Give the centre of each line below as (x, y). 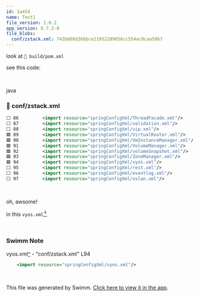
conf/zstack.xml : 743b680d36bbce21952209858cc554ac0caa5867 (87, 39)
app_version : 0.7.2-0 (33, 28)
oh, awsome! (22, 202)
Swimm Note (25, 241)
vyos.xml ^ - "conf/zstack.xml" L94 (48, 254)
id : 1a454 (18, 12)
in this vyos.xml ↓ (27, 213)
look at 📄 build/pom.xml (35, 56)
